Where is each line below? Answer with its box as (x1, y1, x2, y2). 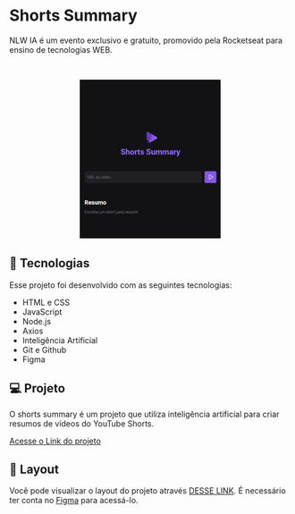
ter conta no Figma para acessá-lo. (9, 495, 139, 506)
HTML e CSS (21, 297, 71, 308)
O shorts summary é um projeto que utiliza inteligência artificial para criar (9, 409, 280, 420)
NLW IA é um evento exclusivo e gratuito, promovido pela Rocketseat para (9, 35, 283, 46)
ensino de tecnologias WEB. (9, 44, 114, 55)
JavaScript (21, 306, 63, 317)
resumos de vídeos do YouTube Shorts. (9, 418, 155, 429)
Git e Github (21, 344, 67, 355)
